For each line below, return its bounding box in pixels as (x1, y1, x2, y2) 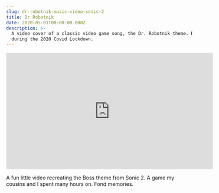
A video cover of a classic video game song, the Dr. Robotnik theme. (11, 31, 189, 37)
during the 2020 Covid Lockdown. (11, 36, 94, 42)
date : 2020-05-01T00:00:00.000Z (6, 20, 86, 25)
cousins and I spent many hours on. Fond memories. (6, 181, 134, 187)
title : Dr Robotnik (6, 14, 54, 20)
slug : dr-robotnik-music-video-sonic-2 (6, 8, 104, 15)
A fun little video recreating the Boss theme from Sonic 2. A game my (6, 174, 175, 181)
